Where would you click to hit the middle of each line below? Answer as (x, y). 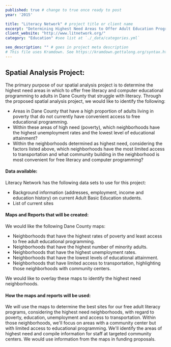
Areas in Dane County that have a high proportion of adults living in (83, 111)
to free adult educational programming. (54, 241)
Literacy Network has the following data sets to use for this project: (76, 182)
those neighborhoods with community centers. (62, 268)
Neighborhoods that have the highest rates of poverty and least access (87, 236)
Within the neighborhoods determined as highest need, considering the (88, 143)
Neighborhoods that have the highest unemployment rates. (74, 252)
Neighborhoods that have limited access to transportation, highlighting (87, 263)
